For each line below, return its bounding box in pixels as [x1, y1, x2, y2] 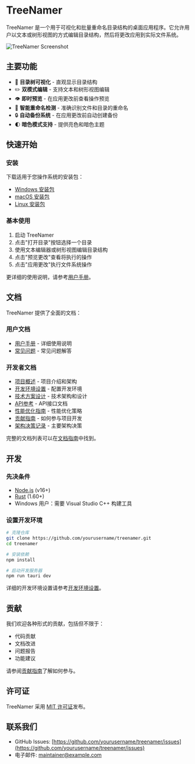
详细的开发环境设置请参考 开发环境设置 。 [6, 585, 104, 592]
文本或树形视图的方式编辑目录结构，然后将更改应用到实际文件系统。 [16, 31, 181, 38]
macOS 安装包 [14, 193, 50, 201]
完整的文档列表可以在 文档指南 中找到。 [6, 435, 99, 442]
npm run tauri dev [6, 573, 51, 579]
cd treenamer [6, 540, 38, 546]
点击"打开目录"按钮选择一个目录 [14, 238, 92, 245]
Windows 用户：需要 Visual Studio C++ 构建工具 [14, 500, 133, 507]
